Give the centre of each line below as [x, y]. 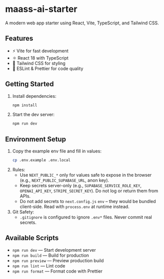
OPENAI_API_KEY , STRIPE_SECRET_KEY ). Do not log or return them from [89, 191]
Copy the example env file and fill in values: [57, 151]
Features [19, 38]
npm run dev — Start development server [54, 250]
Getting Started [30, 84]
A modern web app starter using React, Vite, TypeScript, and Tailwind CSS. [82, 23]
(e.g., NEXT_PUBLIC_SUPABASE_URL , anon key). [64, 180]
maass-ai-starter [41, 9]
